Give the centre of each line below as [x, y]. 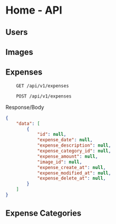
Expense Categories [44, 213]
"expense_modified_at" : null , [74, 173]
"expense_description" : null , [74, 145]
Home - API [34, 10]
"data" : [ [28, 124]
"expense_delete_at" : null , [72, 178]
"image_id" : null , [59, 162]
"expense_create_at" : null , [72, 167]
